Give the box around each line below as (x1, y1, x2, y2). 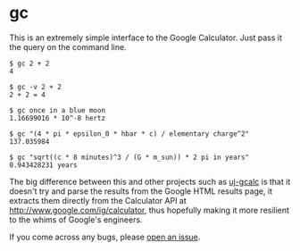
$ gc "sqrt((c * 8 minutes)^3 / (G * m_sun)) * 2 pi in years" (9, 153, 250, 162)
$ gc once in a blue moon (9, 105, 105, 114)
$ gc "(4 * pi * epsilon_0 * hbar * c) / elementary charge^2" (9, 129, 250, 138)
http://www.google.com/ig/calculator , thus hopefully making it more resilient (9, 205, 290, 215)
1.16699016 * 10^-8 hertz (9, 113, 105, 122)
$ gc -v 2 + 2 (9, 82, 62, 91)
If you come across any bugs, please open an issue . (9, 231, 201, 242)
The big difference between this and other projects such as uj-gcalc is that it (9, 176, 291, 187)
